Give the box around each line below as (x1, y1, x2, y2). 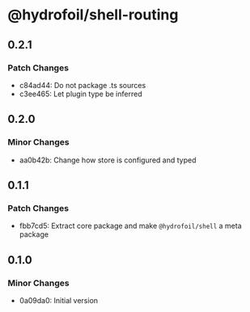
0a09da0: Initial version (19, 295, 99, 305)
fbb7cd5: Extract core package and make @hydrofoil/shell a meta (19, 221, 242, 231)
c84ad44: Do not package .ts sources (19, 80, 146, 90)
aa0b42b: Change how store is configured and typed (19, 155, 197, 165)
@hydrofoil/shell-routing (7, 6, 179, 24)
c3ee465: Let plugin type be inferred (19, 89, 142, 99)
